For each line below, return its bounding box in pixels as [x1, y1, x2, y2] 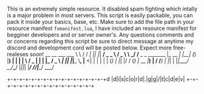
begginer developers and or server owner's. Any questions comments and [7, 31, 194, 38]
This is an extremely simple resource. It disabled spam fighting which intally [7, 5, 198, 12]
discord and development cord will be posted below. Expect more [7, 44, 172, 51]
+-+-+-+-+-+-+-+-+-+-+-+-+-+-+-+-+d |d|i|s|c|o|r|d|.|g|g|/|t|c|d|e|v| [7, 76, 185, 82]
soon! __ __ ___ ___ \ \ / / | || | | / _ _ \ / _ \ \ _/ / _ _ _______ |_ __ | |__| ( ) [29, 51, 197, 57]
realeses [7, 51, 29, 57]
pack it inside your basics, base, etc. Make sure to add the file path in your [7, 18, 195, 25]
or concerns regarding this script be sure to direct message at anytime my [7, 38, 194, 45]
